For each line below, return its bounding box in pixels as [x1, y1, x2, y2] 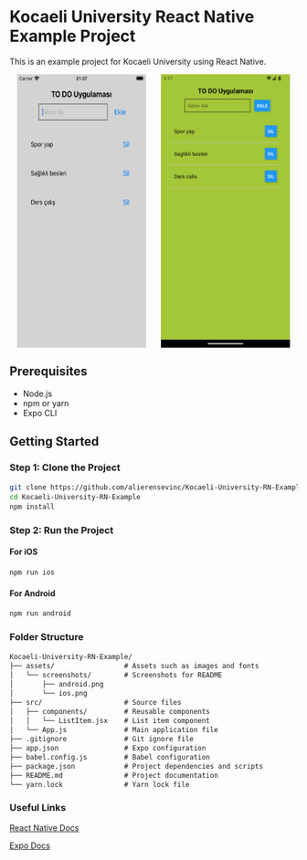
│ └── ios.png [9, 689, 89, 698]
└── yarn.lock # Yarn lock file [9, 781, 190, 790]
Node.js [22, 388, 53, 399]
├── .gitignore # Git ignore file [9, 735, 195, 744]
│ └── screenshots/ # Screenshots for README [9, 671, 223, 680]
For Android [9, 587, 56, 599]
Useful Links [9, 802, 67, 814]
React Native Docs [9, 822, 79, 833]
